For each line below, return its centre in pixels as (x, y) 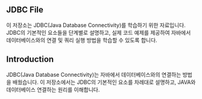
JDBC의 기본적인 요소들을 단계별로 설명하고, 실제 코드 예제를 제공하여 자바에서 (99, 32)
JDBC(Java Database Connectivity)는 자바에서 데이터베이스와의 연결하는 (94, 74)
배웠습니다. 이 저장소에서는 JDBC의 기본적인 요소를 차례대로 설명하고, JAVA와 (104, 82)
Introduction (30, 59)
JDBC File (25, 10)
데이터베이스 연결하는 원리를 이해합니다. (53, 89)
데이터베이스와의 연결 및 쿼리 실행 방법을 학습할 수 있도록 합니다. (82, 40)
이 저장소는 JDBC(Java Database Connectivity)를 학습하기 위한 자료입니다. (96, 25)
